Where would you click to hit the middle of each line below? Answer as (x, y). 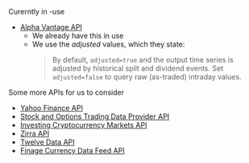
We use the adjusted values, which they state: (108, 44)
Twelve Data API (47, 142)
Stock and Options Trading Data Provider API (95, 116)
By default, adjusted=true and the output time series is (143, 60)
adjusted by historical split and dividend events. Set (138, 68)
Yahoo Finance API (51, 108)
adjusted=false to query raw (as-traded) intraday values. (147, 77)
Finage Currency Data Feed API (72, 151)
